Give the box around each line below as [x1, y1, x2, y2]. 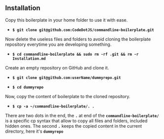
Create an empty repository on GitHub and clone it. [5, 65, 109, 70]
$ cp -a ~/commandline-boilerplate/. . [12, 104, 95, 109]
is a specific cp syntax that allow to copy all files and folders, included [5, 118, 148, 124]
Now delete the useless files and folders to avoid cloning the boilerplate [5, 36, 151, 42]
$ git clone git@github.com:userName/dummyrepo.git [12, 75, 121, 80]
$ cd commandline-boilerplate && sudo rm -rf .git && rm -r [12, 52, 139, 57]
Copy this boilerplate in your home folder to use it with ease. [5, 17, 128, 23]
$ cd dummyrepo [12, 85, 44, 90]
